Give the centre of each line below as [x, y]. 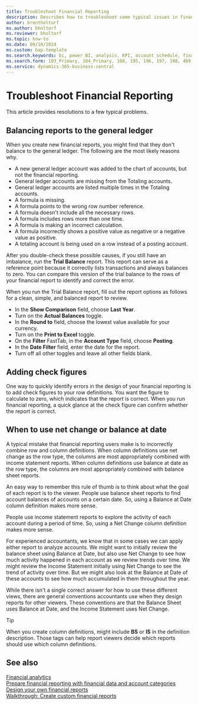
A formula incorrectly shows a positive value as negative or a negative [100, 231]
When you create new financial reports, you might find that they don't [90, 145]
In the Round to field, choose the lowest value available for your [92, 322]
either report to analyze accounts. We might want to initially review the [92, 547]
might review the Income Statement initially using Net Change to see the [94, 566]
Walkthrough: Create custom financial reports [61, 696]
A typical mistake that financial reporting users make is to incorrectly [90, 444]
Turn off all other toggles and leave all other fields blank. [83, 353]
